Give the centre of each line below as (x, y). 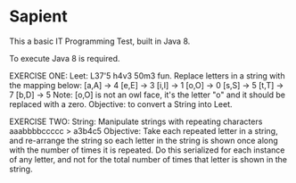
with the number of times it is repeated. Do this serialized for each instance (147, 150)
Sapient (39, 17)
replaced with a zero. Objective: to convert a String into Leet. (121, 104)
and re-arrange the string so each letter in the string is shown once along (144, 140)
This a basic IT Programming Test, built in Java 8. (100, 41)
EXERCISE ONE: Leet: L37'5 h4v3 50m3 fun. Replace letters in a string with (147, 75)
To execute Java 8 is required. (65, 58)
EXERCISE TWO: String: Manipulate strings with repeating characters (136, 121)
